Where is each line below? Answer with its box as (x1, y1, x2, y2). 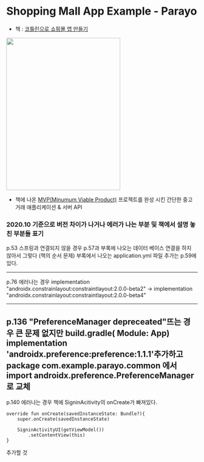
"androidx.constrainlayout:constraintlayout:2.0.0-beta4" (6, 291, 147, 299)
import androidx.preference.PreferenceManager (6, 370, 194, 380)
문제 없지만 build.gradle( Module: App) (24, 328, 170, 338)
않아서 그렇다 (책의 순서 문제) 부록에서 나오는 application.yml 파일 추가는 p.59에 (6, 252, 197, 260)
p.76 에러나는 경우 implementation (6, 279, 90, 286)
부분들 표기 (13, 229, 44, 238)
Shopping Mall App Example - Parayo (6, 4, 197, 18)
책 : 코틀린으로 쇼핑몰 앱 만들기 (15, 25, 88, 32)
